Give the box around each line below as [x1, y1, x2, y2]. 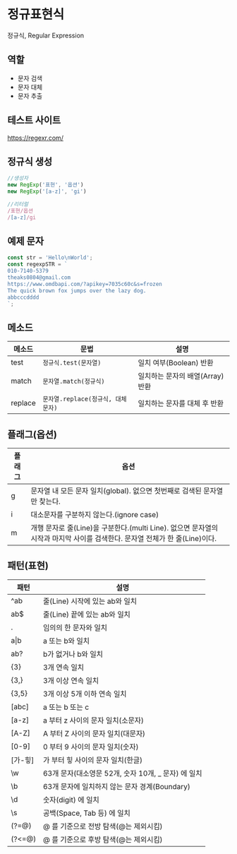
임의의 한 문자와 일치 [42, 622, 108, 632]
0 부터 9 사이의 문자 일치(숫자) [42, 742, 139, 752]
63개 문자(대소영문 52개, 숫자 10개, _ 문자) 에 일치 [42, 768, 202, 778]
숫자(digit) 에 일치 [42, 795, 100, 805]
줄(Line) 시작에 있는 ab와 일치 [42, 596, 138, 606]
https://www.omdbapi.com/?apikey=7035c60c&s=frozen [7, 280, 162, 287]
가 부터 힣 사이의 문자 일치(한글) [42, 755, 143, 765]
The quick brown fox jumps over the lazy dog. [7, 287, 147, 294]
